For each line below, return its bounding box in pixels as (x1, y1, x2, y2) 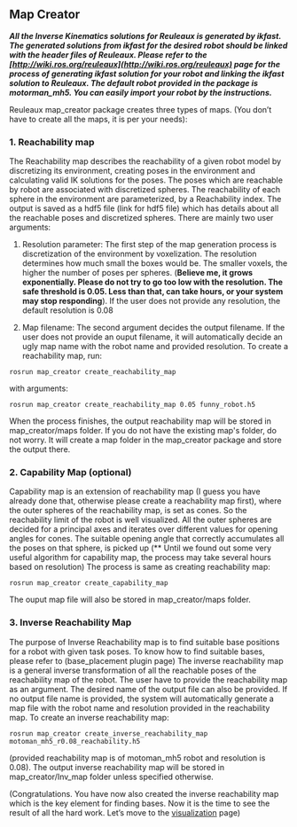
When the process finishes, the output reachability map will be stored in (9, 416, 272, 426)
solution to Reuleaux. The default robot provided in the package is (9, 77, 259, 88)
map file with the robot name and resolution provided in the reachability (9, 702, 270, 713)
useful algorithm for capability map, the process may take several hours (9, 552, 272, 563)
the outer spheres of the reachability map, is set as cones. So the (9, 505, 247, 516)
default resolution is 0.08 (21, 305, 113, 316)
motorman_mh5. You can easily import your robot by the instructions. (9, 87, 272, 98)
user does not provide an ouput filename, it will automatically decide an (21, 332, 284, 342)
